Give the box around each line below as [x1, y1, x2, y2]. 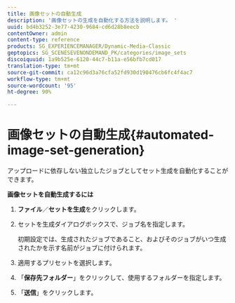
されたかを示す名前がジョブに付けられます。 [17, 243, 147, 252]
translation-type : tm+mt [7, 62, 80, 69]
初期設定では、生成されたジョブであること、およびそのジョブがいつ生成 [17, 235, 227, 243]
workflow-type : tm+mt [7, 75, 71, 83]
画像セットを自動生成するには [7, 190, 93, 198]
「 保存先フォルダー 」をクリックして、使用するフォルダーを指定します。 [17, 274, 226, 282]
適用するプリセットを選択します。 [17, 259, 116, 267]
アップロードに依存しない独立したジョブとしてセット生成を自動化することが [7, 166, 229, 175]
